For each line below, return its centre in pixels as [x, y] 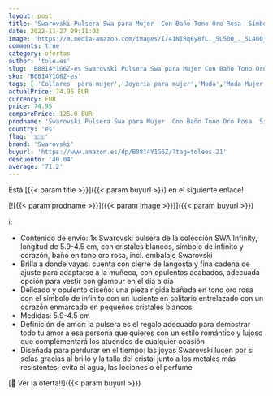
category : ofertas [39, 54]
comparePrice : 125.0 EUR [50, 114]
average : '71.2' [36, 167]
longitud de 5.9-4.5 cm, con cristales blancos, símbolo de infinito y [132, 247]
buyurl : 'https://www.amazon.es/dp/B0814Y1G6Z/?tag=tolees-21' [118, 152]
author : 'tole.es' [39, 62]
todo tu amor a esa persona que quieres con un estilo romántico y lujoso [141, 333]
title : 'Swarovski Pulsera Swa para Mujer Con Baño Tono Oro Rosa [125, 24]
